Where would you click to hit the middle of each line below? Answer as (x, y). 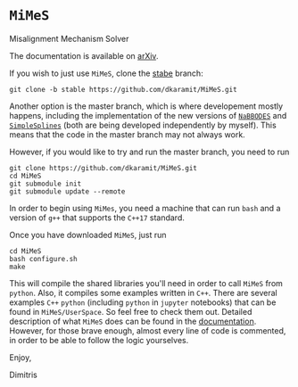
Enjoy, (21, 357)
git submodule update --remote (67, 191)
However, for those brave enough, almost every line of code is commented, (148, 330)
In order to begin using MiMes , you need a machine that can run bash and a (145, 208)
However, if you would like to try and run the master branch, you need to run (149, 152)
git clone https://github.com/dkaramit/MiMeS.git (103, 168)
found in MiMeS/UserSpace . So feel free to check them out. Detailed (131, 311)
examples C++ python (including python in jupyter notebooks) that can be (143, 302)
